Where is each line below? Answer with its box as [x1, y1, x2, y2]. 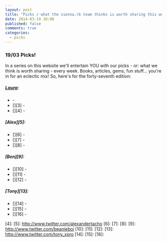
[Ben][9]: [5, 154, 25, 160]
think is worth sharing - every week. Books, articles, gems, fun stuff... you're [5, 68, 162, 74]
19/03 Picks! [5, 51, 36, 58]
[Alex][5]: [5, 119, 26, 125]
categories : [5, 30, 30, 35]
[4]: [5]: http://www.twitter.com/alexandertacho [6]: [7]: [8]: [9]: [5, 221, 136, 227]
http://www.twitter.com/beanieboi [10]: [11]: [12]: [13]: [5, 226, 114, 232]
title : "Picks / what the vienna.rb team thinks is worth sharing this [5, 12, 157, 17]
